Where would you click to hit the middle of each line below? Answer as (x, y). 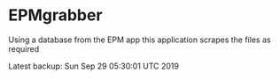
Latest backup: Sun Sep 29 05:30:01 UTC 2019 (93, 66)
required (24, 48)
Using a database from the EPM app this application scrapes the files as (140, 40)
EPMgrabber (55, 15)
